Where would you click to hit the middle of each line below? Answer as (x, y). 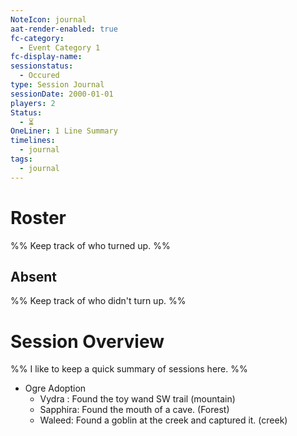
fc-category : (37, 38)
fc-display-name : (46, 57)
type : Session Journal (57, 85)
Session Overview (87, 341)
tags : (21, 159)
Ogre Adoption (55, 388)
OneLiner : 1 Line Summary (64, 131)
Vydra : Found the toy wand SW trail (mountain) (137, 399)
